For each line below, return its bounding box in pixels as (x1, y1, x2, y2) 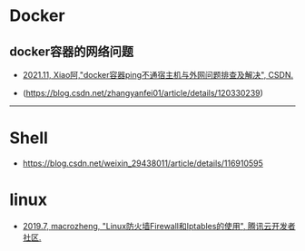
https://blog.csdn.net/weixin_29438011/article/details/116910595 (22, 158, 263, 169)
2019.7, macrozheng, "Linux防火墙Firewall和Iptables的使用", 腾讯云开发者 (22, 220, 296, 231)
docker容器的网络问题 (9, 43, 134, 59)
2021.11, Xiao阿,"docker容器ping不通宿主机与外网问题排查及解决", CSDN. (22, 70, 294, 80)
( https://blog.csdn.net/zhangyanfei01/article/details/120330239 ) (22, 88, 263, 98)
